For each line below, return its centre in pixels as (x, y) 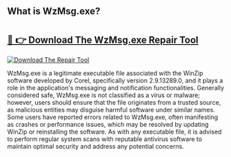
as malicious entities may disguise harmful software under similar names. (111, 110)
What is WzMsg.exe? (54, 11)
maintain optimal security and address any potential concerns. (96, 146)
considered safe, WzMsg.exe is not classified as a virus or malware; (104, 95)
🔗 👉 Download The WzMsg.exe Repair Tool (103, 40)
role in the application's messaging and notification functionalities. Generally (116, 88)
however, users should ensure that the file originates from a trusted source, (114, 102)
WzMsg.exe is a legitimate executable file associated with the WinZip (105, 73)
